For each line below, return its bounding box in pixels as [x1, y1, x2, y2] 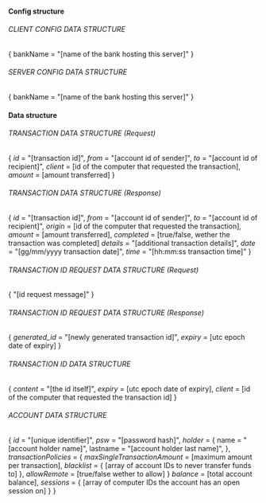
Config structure [8, 6, 65, 16]
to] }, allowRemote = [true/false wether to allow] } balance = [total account [8, 469, 253, 478]
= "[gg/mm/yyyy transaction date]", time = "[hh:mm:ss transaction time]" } [8, 247, 252, 256]
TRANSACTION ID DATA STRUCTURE [8, 359, 131, 368]
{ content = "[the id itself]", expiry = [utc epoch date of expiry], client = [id [8, 384, 251, 393]
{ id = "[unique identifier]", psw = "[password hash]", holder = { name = [8, 435, 242, 445]
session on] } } [8, 485, 56, 495]
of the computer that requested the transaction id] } [8, 392, 177, 402]
